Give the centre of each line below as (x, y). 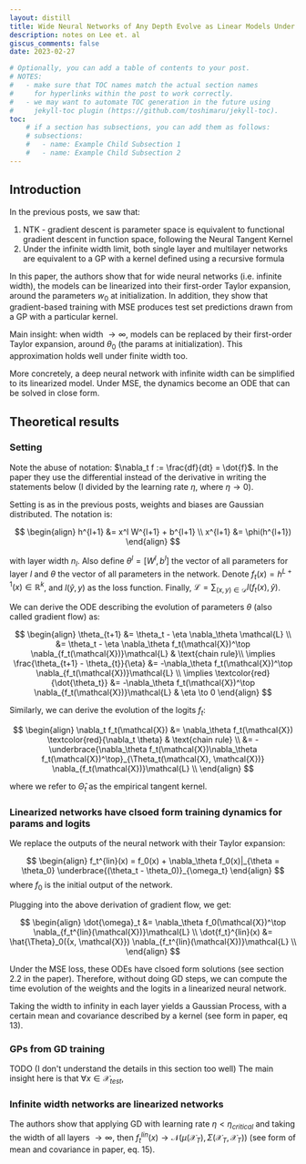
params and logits (50, 823)
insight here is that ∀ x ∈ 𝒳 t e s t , (67, 1079)
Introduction (46, 190)
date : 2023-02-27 (42, 52)
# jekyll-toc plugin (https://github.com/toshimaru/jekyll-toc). (144, 110)
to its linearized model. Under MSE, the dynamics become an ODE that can (150, 383)
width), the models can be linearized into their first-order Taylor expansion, (150, 286)
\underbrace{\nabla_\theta (98, 749)
